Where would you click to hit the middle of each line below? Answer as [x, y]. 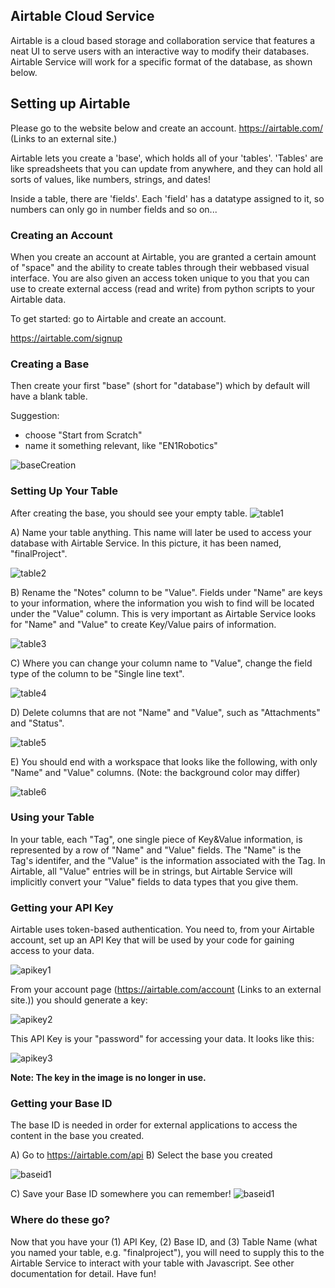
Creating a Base [50, 364]
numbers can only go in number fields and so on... [114, 209]
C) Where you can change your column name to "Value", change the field [161, 663]
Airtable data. [38, 299]
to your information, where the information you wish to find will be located [162, 603]
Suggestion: [35, 416]
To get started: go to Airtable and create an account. [118, 318]
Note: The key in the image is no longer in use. [108, 1078]
